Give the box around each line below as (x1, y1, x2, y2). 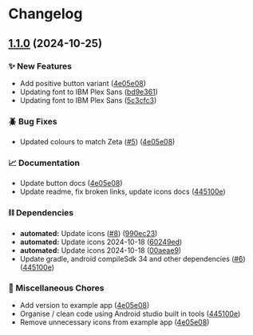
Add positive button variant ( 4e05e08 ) (19, 78, 146, 88)
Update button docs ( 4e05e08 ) (19, 179, 123, 188)
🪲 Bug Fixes (8, 116, 57, 127)
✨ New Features (8, 61, 72, 72)
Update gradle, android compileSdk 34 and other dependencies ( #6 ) (19, 254, 246, 263)
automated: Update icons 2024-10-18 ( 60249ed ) (19, 237, 183, 246)
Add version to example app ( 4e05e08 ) (19, 301, 150, 310)
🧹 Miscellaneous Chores (8, 282, 105, 294)
